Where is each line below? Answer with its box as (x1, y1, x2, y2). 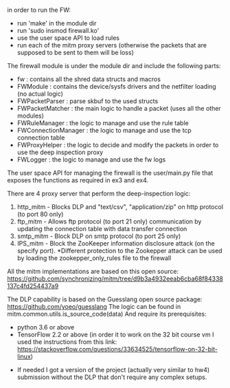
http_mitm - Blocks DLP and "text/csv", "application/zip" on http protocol (16, 203, 224, 211)
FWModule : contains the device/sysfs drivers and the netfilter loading (16, 83, 216, 90)
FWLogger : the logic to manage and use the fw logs (16, 155, 166, 164)
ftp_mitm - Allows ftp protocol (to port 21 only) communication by (16, 217, 202, 226)
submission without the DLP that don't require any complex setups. (16, 373, 207, 381)
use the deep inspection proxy (16, 148, 104, 156)
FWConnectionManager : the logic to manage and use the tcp (16, 127, 192, 134)
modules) (16, 111, 45, 120)
